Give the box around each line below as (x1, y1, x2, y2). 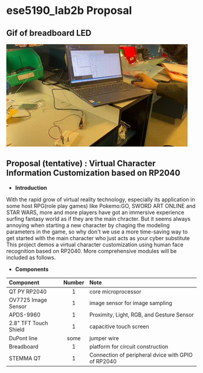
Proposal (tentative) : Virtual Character (6, 158, 156, 169)
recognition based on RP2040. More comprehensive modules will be (6, 247, 177, 255)
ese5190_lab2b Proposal (6, 4, 132, 18)
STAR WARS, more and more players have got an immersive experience (6, 209, 184, 216)
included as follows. (6, 254, 56, 261)
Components (14, 265, 49, 273)
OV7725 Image (8, 296, 47, 303)
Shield (8, 326, 25, 334)
